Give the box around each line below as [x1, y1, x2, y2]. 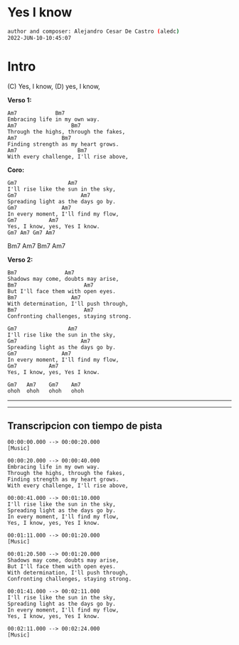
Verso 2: [7, 255, 33, 264]
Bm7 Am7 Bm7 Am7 [7, 241, 66, 250]
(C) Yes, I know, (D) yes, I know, [7, 82, 101, 90]
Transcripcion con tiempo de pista [7, 420, 162, 432]
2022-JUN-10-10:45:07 [7, 34, 72, 41]
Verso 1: [7, 95, 32, 104]
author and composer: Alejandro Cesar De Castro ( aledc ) [7, 28, 180, 35]
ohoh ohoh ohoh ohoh [7, 387, 84, 395]
